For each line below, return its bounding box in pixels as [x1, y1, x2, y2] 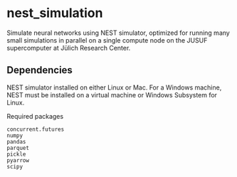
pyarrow [6, 156, 30, 164]
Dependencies [6, 64, 73, 76]
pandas [6, 138, 26, 145]
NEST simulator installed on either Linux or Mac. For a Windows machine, [6, 83, 222, 92]
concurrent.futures [6, 126, 65, 133]
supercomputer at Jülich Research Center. [6, 43, 131, 52]
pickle [6, 151, 26, 158]
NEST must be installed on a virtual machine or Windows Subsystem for [6, 90, 218, 99]
